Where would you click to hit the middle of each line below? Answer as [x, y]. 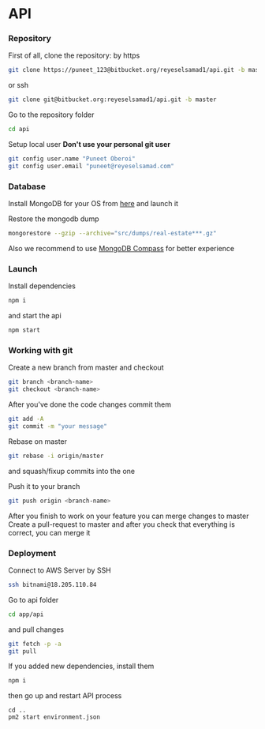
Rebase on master [38, 441]
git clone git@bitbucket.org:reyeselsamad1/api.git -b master [112, 100]
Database [27, 186]
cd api [19, 130]
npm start [24, 330]
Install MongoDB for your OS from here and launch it [93, 204]
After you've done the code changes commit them [90, 404]
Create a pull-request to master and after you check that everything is [121, 524]
